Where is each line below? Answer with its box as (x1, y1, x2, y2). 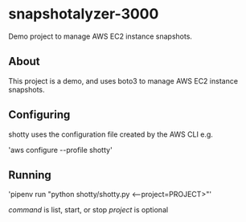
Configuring (8, 108, 71, 121)
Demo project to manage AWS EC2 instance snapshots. (8, 31, 193, 41)
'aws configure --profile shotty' (8, 145, 113, 154)
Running (8, 168, 52, 182)
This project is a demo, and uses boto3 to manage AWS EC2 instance (8, 76, 239, 85)
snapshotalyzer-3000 (8, 5, 159, 23)
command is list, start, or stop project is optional (8, 205, 169, 215)
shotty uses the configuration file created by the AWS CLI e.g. (8, 129, 213, 139)
